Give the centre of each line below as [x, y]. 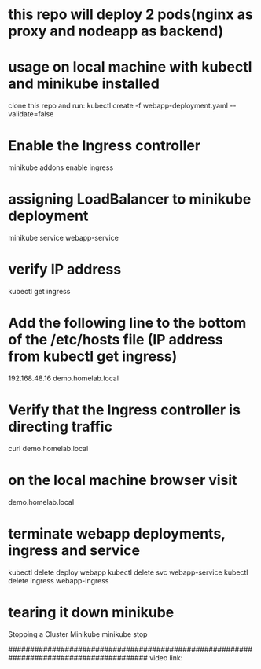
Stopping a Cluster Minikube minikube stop [78, 634]
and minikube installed [84, 84]
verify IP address [65, 270]
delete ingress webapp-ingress [59, 580]
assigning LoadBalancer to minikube [130, 199]
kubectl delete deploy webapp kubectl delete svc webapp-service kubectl [129, 572]
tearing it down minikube [91, 612]
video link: [166, 657]
